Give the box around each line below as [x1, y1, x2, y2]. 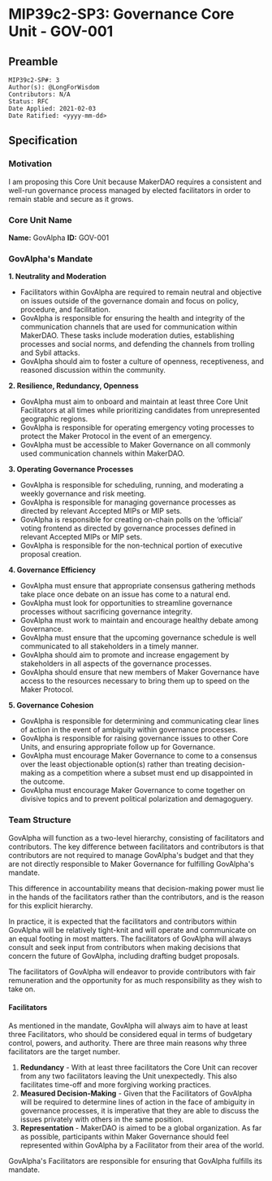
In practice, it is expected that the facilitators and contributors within [8, 916, 237, 926]
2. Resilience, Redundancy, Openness [8, 381, 140, 391]
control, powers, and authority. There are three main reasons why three [8, 1038, 248, 1048]
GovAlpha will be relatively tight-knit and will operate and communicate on [8, 925, 257, 934]
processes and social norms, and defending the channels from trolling [19, 339, 255, 349]
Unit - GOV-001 [8, 22, 114, 41]
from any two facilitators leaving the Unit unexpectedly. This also [19, 1071, 238, 1081]
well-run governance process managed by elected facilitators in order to [8, 185, 251, 195]
